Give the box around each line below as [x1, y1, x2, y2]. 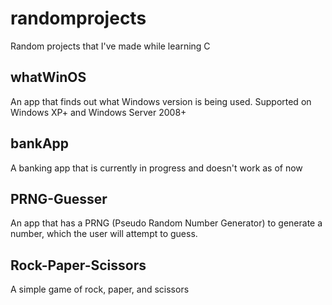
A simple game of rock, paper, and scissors [10, 283, 190, 296]
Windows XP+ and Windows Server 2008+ [10, 106, 187, 118]
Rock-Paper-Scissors [10, 257, 147, 274]
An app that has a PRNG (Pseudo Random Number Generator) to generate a [10, 217, 323, 229]
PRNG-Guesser [10, 190, 108, 207]
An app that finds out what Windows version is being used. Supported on [10, 95, 312, 107]
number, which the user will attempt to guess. [10, 228, 198, 240]
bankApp [10, 135, 70, 152]
